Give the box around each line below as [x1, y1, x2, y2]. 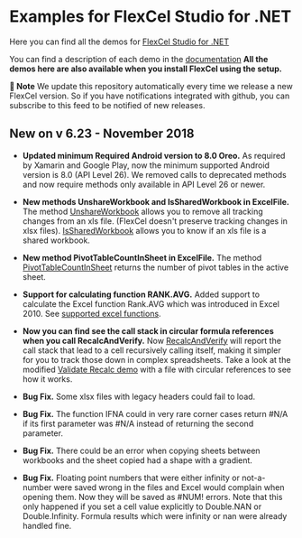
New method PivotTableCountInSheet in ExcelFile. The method [22, 252, 262, 263]
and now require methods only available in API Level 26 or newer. [22, 179, 266, 190]
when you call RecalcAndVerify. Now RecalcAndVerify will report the [22, 335, 282, 346]
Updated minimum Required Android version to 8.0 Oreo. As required [22, 150, 286, 161]
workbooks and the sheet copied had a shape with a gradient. [22, 454, 252, 466]
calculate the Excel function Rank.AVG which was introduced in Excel [22, 298, 279, 309]
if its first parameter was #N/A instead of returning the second [22, 418, 254, 429]
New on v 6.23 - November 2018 [9, 126, 195, 142]
